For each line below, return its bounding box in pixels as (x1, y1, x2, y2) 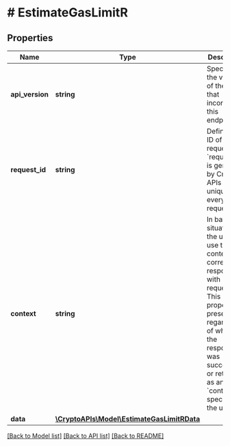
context (10, 309, 36, 318)
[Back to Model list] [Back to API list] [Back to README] (7, 432, 164, 440)
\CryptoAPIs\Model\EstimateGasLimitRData (55, 414, 201, 423)
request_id (10, 165, 47, 174)
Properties (7, 32, 53, 44)
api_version (10, 90, 49, 99)
